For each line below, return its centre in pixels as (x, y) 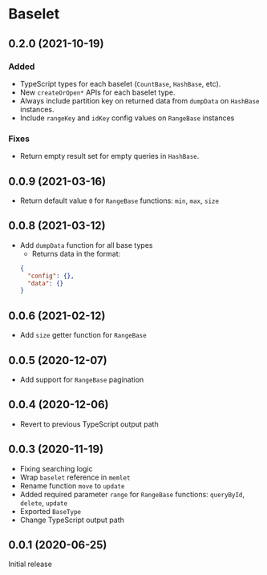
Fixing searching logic (57, 468)
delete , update (44, 503)
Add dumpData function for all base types (86, 245)
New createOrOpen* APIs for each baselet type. (97, 92)
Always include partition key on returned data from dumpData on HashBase (140, 100)
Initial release (30, 564)
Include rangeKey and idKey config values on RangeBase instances (127, 118)
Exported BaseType (51, 511)
